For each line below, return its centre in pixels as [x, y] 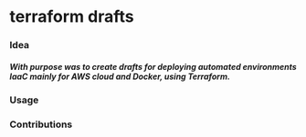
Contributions [41, 124]
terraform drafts [72, 17]
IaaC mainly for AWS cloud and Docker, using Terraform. [120, 76]
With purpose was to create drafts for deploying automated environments [153, 66]
